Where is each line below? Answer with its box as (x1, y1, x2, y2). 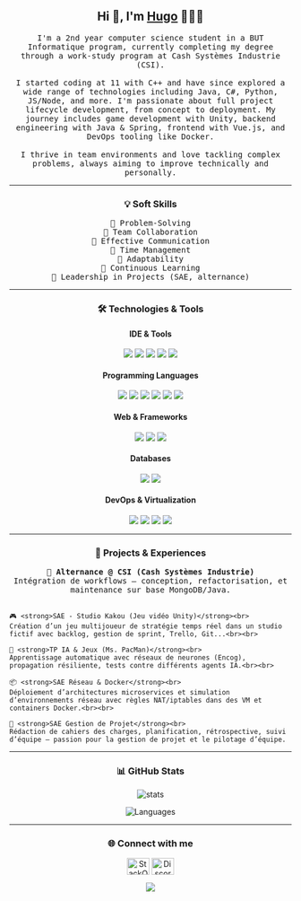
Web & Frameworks (113, 412, 188, 423)
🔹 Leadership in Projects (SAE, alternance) (50, 272, 250, 283)
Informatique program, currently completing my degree (27, 41, 274, 52)
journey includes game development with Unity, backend (25, 113, 276, 124)
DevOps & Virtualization (104, 494, 197, 505)
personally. (124, 167, 177, 178)
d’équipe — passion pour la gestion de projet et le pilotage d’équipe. (9, 735, 287, 745)
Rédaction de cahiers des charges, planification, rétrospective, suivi (9, 728, 287, 737)
